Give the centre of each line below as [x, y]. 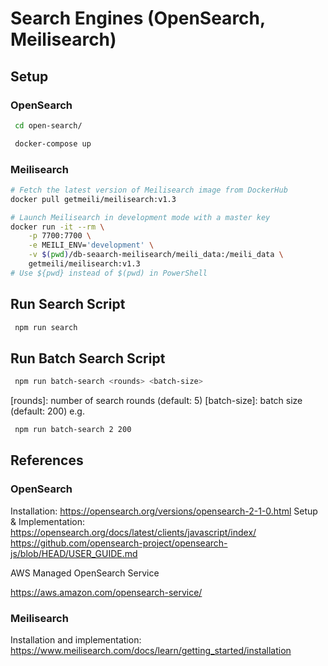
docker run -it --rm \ [57, 227]
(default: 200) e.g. [47, 411]
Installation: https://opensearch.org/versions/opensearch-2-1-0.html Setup [164, 511]
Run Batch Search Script [88, 358]
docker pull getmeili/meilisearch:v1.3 [93, 199]
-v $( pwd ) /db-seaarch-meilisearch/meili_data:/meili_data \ [156, 255]
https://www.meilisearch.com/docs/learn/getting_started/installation [151, 651]
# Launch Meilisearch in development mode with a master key [140, 217]
